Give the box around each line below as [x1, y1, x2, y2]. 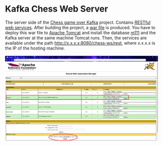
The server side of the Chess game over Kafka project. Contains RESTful [5, 19, 151, 25]
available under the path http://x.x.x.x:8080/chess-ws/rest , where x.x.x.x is [5, 40, 155, 46]
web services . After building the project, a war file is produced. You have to [5, 24, 156, 30]
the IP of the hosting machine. [5, 45, 65, 51]
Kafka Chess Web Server [5, 3, 108, 15]
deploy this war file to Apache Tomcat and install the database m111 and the [5, 30, 156, 35]
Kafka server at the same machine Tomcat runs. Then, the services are [5, 35, 147, 41]
